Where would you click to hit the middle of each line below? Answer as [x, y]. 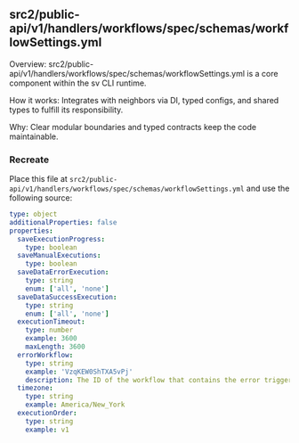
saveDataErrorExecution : [63, 272]
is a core [263, 73]
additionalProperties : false [63, 222]
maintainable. [34, 136]
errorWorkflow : [45, 355]
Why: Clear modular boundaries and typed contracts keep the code [133, 127]
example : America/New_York [75, 405]
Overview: [28, 64]
